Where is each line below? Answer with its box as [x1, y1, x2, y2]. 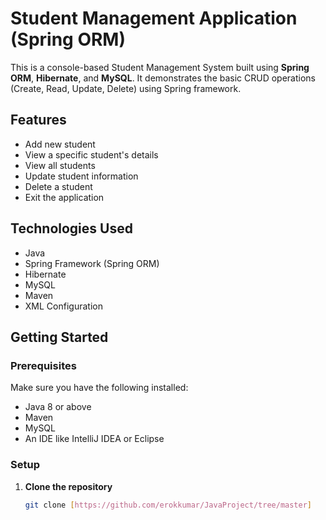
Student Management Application [10, 7, 298, 30]
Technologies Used [10, 220, 133, 237]
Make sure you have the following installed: [10, 382, 189, 394]
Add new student [24, 138, 96, 150]
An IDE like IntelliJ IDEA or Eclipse [24, 433, 165, 445]
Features [10, 112, 67, 129]
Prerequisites [10, 358, 77, 372]
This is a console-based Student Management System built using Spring [10, 61, 310, 73]
